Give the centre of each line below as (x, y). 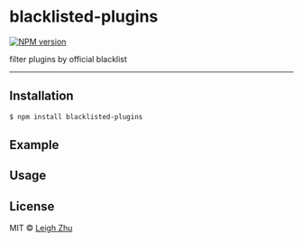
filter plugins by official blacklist (69, 59)
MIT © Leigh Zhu (41, 228)
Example (34, 145)
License (32, 206)
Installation (41, 96)
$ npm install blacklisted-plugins (76, 116)
